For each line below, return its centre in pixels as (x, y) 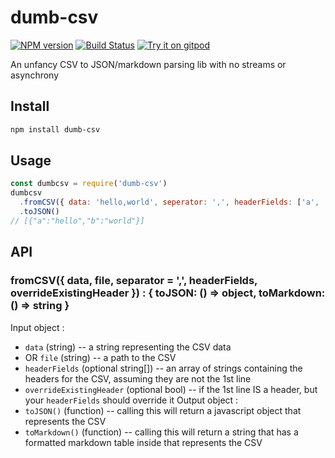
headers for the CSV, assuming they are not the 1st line (138, 378)
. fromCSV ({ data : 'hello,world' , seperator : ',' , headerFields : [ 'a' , (169, 202)
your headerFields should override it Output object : (131, 400)
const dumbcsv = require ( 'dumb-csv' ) (89, 184)
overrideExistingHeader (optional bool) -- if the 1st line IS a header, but (171, 389)
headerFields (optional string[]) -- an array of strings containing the (163, 368)
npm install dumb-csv (55, 129)
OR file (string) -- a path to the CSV (100, 357)
